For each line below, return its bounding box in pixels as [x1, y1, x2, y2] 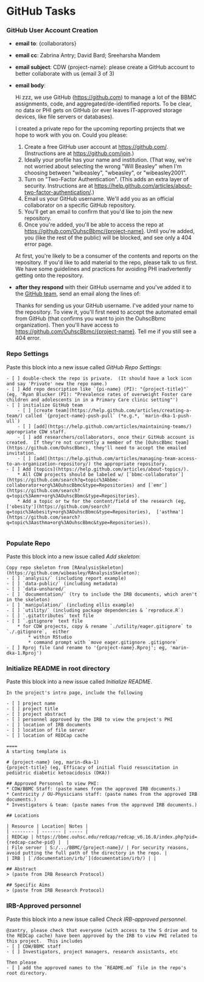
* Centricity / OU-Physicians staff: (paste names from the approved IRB [6, 792, 198, 798]
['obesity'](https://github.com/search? [6, 504, 111, 510]
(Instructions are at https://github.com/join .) [24, 150, 135, 157]
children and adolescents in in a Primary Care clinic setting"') [6, 397, 178, 403]
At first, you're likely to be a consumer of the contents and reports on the [15, 252, 199, 260]
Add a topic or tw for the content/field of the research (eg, [22, 498, 187, 504]
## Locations [6, 813, 40, 819]
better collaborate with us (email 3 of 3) [15, 70, 114, 78]
